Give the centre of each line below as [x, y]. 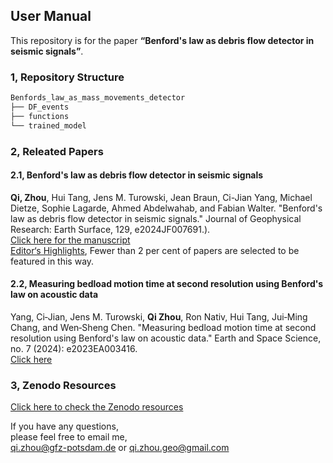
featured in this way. [52, 261]
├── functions [40, 116]
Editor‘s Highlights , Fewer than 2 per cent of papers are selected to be [155, 250]
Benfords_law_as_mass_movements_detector [98, 98]
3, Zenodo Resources [63, 385]
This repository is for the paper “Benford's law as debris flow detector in [162, 40]
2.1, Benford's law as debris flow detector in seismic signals [137, 175]
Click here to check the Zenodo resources [97, 407]
